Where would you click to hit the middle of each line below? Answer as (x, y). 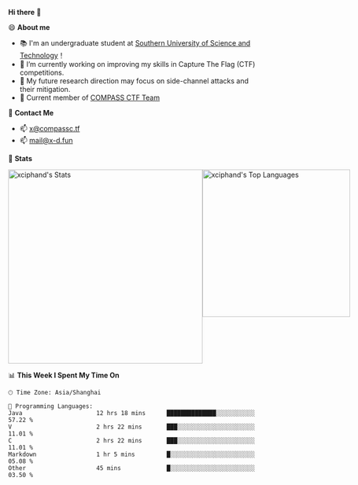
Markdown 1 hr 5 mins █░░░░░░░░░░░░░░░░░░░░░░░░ (132, 454)
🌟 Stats (20, 158)
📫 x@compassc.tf (50, 129)
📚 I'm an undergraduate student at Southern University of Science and (135, 43)
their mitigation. (45, 89)
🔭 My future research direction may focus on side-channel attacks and (134, 81)
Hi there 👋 (25, 12)
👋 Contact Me (31, 113)
